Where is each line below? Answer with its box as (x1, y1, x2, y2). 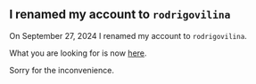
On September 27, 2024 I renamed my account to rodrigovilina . (9, 30, 247, 41)
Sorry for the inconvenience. (9, 65, 114, 75)
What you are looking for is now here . (9, 48, 147, 58)
